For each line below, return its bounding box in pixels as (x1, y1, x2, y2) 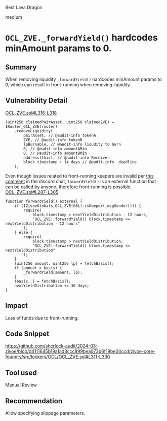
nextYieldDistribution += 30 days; (14, 283, 90, 288)
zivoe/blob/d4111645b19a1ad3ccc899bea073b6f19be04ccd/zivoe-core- (5, 348, 155, 355)
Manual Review (5, 382, 37, 388)
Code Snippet (5, 330, 50, 338)
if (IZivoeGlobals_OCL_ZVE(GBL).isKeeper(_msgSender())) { (14, 203, 142, 208)
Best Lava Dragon (5, 5, 43, 10)
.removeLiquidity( (14, 128, 53, 133)
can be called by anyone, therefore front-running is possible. (5, 184, 132, 190)
